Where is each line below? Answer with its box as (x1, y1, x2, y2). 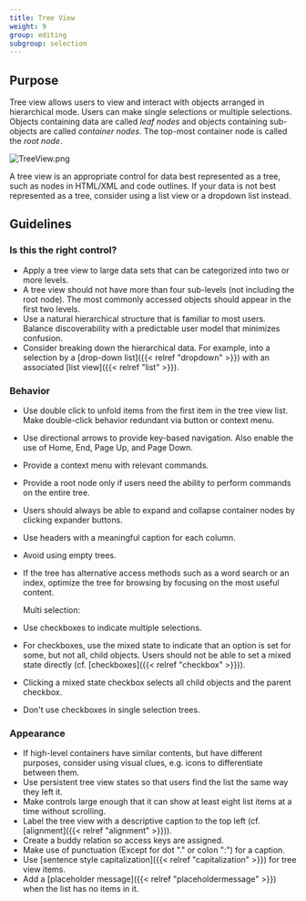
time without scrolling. (22, 806, 107, 817)
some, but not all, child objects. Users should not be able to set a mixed (22, 649, 291, 661)
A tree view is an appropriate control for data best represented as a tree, (9, 171, 280, 182)
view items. (22, 864, 66, 875)
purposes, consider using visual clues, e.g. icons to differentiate (22, 758, 263, 769)
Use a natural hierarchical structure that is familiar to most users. (22, 313, 266, 324)
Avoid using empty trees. (22, 550, 117, 561)
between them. (22, 767, 80, 778)
